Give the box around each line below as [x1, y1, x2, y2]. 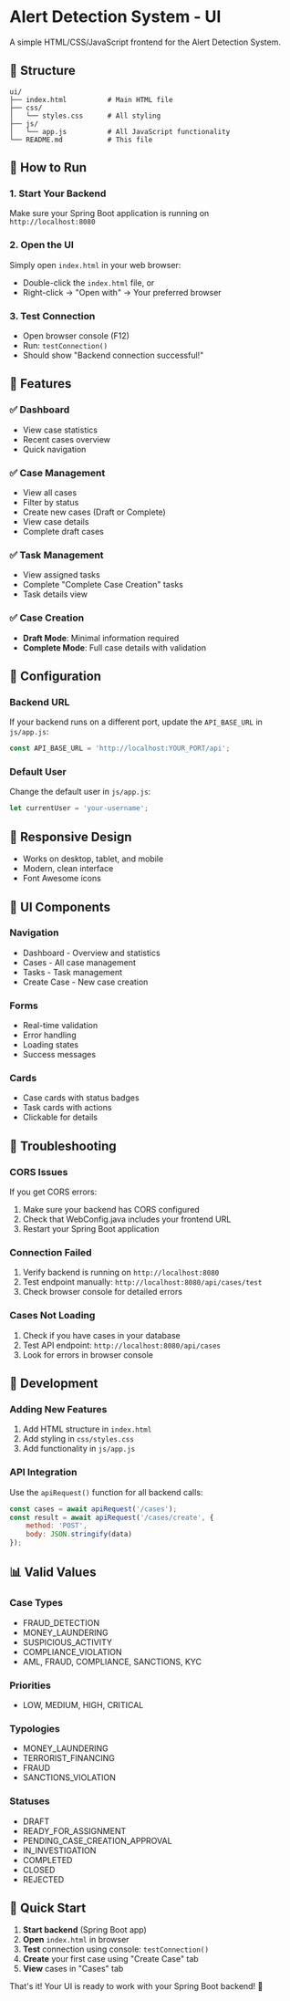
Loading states [22, 1039, 79, 1050]
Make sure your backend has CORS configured [22, 1204, 201, 1215]
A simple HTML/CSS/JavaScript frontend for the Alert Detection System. [9, 36, 281, 47]
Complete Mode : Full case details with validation [22, 641, 207, 653]
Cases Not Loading [9, 1309, 96, 1322]
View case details [22, 516, 89, 527]
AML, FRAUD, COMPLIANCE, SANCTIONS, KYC [22, 1656, 202, 1667]
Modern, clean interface [22, 863, 114, 874]
